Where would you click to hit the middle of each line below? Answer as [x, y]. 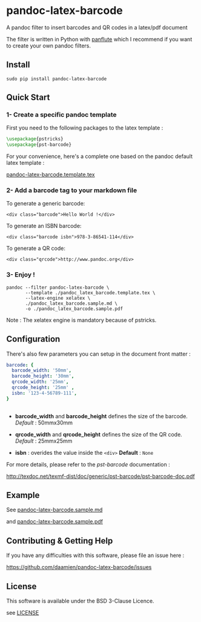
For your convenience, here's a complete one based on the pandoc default [100, 156]
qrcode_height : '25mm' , [43, 388]
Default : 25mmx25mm [44, 441]
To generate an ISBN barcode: [44, 226]
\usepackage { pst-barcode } [39, 145]
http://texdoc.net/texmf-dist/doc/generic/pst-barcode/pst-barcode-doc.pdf [100, 476]
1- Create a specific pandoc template [61, 115]
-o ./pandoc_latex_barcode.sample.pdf [74, 309]
